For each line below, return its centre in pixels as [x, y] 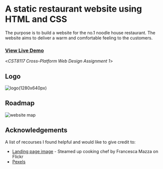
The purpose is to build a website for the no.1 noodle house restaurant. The [80, 33]
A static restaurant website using [73, 9]
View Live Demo [25, 51]
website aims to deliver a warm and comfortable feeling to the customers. [79, 38]
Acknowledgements [36, 130]
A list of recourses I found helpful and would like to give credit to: [70, 142]
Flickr [18, 156]
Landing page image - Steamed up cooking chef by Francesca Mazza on [85, 151]
